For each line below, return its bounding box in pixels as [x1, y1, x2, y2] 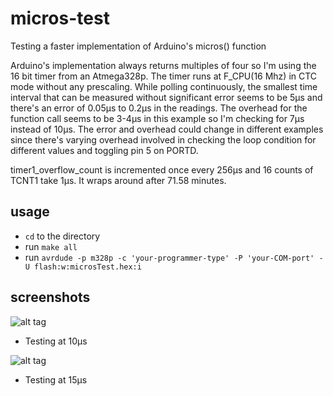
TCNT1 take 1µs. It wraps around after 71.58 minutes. [10, 174, 227, 186]
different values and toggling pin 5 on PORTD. [10, 144, 199, 156]
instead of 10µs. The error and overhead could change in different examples [10, 123, 324, 135]
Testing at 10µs [24, 335, 88, 347]
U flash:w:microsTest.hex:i [24, 262, 142, 272]
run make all [24, 240, 78, 252]
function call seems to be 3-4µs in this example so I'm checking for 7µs [10, 112, 305, 124]
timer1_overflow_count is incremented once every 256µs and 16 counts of [10, 163, 314, 176]
